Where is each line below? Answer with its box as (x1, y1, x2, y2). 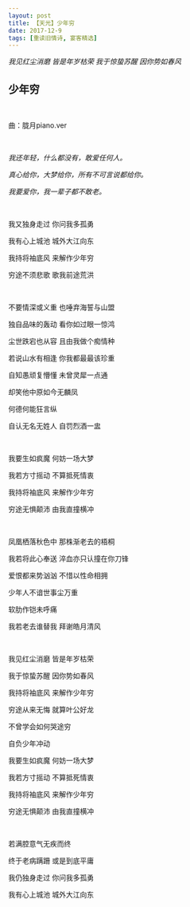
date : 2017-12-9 (8, 26, 62, 34)
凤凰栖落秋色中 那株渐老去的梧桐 (8, 537, 115, 546)
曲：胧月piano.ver (8, 120, 68, 130)
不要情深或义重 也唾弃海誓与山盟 (8, 302, 115, 312)
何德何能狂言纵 (8, 404, 57, 414)
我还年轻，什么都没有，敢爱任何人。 (8, 153, 127, 163)
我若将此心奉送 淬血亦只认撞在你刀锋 (8, 554, 129, 563)
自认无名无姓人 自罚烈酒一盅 (8, 421, 101, 431)
